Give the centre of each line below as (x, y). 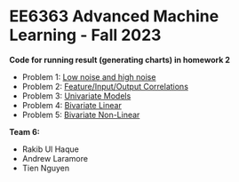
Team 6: (24, 131)
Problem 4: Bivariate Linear (72, 105)
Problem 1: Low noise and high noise (89, 76)
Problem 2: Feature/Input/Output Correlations (105, 86)
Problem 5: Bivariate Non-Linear (81, 115)
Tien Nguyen (46, 168)
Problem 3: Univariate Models (76, 96)
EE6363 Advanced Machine (114, 16)
